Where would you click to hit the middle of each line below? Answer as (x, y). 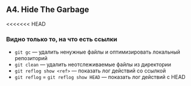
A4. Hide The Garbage (48, 10)
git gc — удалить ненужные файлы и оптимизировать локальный (97, 52)
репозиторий (31, 58)
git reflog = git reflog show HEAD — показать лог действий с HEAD (100, 77)
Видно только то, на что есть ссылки (62, 39)
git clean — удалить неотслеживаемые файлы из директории (93, 65)
